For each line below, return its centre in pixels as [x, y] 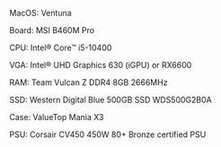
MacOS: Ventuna [40, 13]
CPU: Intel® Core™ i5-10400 [61, 48]
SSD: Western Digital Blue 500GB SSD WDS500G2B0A [111, 99]
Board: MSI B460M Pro [52, 30]
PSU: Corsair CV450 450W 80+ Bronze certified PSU [108, 134]
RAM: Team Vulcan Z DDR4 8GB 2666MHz [88, 82]
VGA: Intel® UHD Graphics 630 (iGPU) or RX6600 [101, 65]
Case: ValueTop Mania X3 [57, 117]
